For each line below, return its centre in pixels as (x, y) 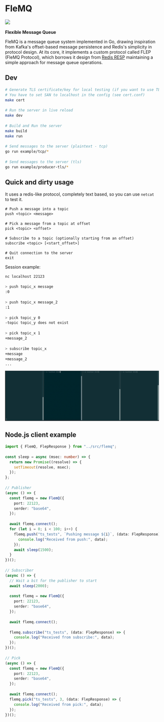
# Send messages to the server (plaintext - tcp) (57, 147)
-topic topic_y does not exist (37, 323)
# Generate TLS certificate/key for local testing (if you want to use (79, 90)
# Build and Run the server (34, 126)
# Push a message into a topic (37, 209)
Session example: (23, 267)
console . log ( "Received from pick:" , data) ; (59, 704)
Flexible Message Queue (31, 32)
